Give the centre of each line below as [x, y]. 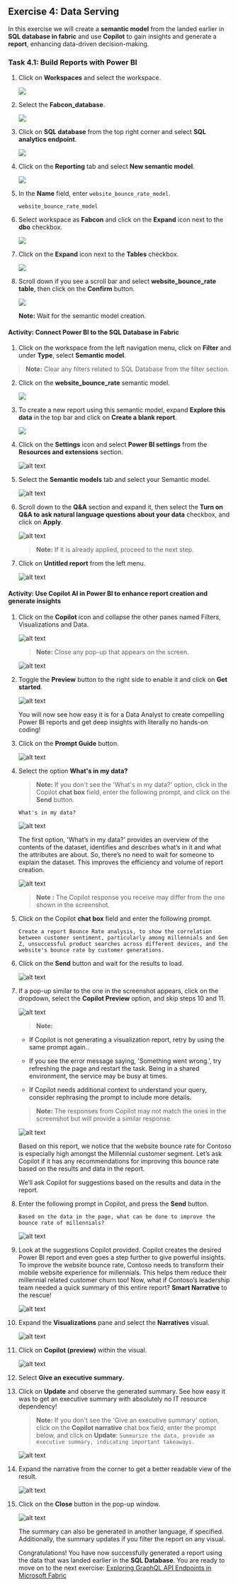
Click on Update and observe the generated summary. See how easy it [122, 1391]
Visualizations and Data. [53, 624]
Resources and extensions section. [70, 452]
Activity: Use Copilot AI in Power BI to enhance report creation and [108, 593]
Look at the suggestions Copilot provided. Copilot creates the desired [120, 1250]
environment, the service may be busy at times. [98, 1076]
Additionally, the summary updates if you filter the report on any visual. [122, 1538]
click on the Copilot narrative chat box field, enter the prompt [126, 1427]
